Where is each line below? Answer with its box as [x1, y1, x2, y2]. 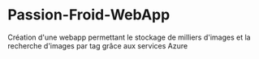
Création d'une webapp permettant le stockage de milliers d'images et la [7, 32, 251, 42]
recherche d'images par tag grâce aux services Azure [7, 40, 188, 50]
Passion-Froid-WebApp [7, 6, 171, 24]
